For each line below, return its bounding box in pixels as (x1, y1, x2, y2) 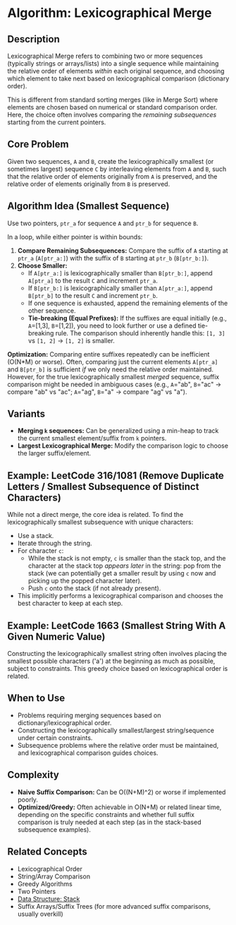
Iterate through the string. (17, 539, 93, 548)
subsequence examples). (17, 825, 92, 834)
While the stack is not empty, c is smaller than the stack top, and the (27, 554, 226, 563)
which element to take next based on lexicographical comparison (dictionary (7, 74, 230, 83)
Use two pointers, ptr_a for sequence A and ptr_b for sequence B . (7, 219, 199, 227)
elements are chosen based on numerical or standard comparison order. (7, 103, 218, 111)
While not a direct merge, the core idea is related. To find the (7, 511, 184, 519)
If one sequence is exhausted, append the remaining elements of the (27, 299, 228, 307)
